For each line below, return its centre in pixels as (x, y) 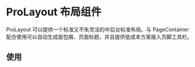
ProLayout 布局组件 (54, 12)
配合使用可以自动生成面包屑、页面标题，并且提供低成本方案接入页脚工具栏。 (99, 36)
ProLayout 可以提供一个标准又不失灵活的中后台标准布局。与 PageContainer (97, 29)
